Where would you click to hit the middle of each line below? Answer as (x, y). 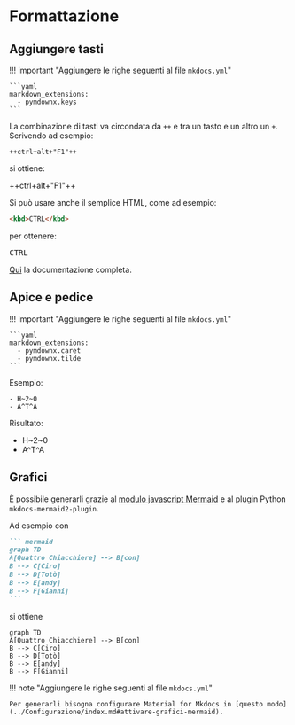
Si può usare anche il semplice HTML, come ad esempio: (113, 203)
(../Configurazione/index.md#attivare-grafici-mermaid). (116, 712)
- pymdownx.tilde (49, 358)
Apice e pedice (51, 297)
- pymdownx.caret (49, 351)
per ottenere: (33, 236)
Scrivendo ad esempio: (51, 136)
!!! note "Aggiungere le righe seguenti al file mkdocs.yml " (111, 688)
